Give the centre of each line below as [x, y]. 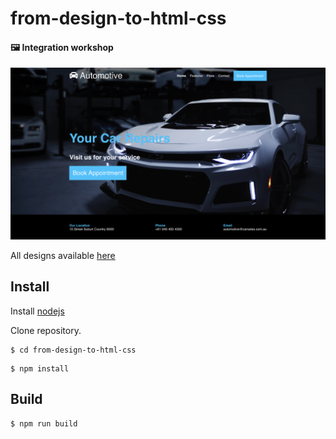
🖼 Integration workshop [62, 47]
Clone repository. [46, 330]
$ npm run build [44, 423]
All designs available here [63, 256]
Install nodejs [37, 311]
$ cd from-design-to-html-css [73, 350]
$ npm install [40, 368]
